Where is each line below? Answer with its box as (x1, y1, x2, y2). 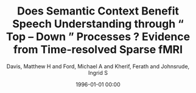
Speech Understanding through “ (12, 17, 184, 31)
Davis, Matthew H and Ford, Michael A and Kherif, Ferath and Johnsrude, (6, 62, 190, 70)
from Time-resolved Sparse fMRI (13, 43, 183, 57)
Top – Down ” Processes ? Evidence (5, 30, 191, 43)
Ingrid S (88, 69, 108, 76)
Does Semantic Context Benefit (16, 4, 180, 18)
